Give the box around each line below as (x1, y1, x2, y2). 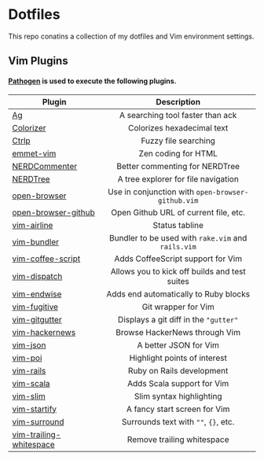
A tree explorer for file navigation (117, 173, 240, 184)
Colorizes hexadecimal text (128, 122, 229, 133)
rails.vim (159, 242, 196, 251)
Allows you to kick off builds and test (110, 266, 246, 277)
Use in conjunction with (107, 186, 195, 197)
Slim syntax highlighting (134, 391, 222, 402)
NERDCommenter (12, 160, 78, 171)
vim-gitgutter (12, 314, 62, 325)
